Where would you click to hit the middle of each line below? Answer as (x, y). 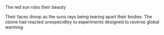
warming (14, 27)
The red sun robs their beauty (35, 7)
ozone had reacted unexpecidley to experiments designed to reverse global (82, 22)
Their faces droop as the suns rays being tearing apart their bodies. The (79, 17)
